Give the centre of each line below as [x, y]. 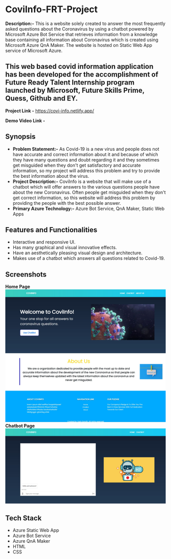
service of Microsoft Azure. [34, 50]
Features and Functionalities [51, 230]
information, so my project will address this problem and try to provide [86, 170]
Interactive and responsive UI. [44, 242]
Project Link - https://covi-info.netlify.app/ [50, 111]
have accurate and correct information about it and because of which [85, 154]
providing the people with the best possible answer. [67, 203]
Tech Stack [23, 518]
